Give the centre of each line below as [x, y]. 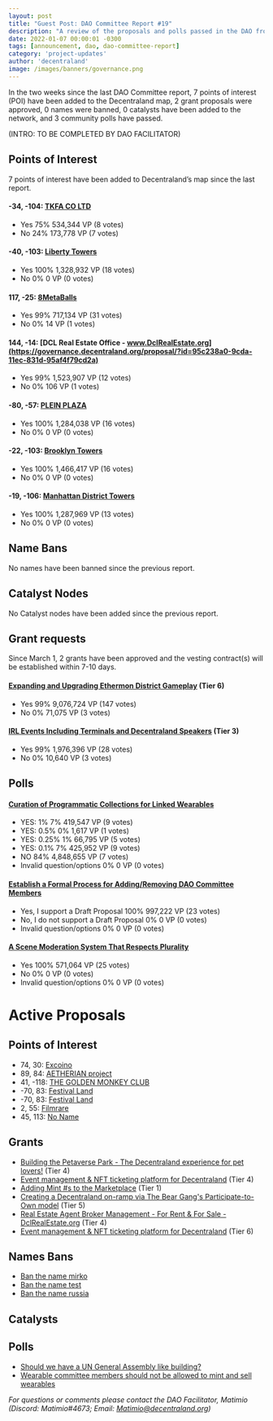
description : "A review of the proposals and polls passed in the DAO [130, 31]
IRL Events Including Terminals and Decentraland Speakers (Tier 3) [124, 731]
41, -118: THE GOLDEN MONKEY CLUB [85, 1082]
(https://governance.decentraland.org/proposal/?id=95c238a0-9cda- [130, 351]
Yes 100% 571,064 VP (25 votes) [75, 965]
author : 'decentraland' [49, 62]
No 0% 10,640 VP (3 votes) [66, 757]
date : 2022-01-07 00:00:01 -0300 [65, 39]
